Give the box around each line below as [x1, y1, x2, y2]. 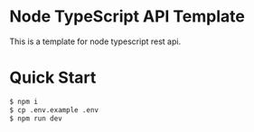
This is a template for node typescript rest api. [9, 36, 182, 47]
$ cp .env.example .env [9, 105, 99, 114]
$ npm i [9, 97, 39, 106]
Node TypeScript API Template [9, 6, 246, 27]
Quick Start [9, 67, 97, 88]
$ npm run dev [9, 114, 63, 123]
